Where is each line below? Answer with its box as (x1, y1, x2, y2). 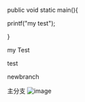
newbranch (7, 72, 39, 81)
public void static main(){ (7, 6, 78, 14)
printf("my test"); (7, 19, 55, 27)
